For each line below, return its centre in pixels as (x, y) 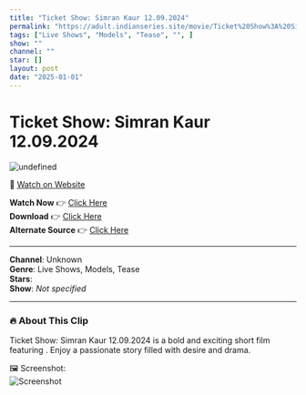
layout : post (34, 69)
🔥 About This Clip (49, 320)
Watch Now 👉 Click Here (58, 202)
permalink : (30, 26)
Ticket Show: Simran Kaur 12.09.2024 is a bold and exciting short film (140, 340)
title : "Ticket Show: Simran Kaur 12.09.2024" (99, 18)
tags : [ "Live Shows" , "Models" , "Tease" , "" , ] (102, 35)
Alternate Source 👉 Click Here (69, 229)
